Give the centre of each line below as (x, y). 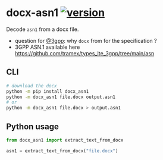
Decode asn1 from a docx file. (43, 29)
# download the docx (32, 86)
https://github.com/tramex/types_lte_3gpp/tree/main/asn (84, 53)
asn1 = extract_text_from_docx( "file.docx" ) (62, 151)
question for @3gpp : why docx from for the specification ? (86, 40)
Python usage (33, 126)
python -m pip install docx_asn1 (48, 91)
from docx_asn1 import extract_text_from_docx (65, 140)
